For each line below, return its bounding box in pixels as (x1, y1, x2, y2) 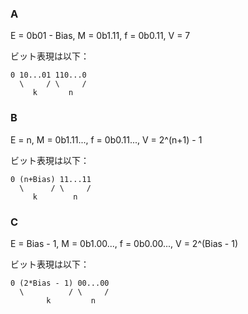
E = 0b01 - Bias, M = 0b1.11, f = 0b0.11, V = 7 (10, 30, 191, 42)
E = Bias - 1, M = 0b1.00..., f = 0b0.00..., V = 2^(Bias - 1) (10, 237, 239, 249)
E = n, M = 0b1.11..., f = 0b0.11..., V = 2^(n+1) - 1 (10, 133, 203, 146)
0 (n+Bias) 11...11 (10, 174, 92, 184)
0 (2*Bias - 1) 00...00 (10, 278, 110, 288)
